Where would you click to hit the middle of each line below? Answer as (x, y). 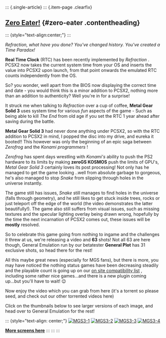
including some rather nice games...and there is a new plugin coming (76, 276)
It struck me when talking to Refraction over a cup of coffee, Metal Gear (79, 105)
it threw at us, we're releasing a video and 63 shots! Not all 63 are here (78, 240)
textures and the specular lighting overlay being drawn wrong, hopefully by (82, 214)
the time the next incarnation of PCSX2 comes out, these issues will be (78, 219)
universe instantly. (24, 183)
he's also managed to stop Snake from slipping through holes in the (74, 178)
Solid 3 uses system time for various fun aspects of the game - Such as (79, 111)
